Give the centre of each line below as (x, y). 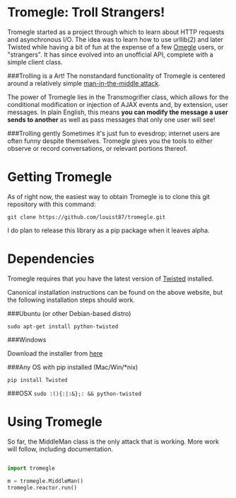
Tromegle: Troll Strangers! (86, 12)
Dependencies (51, 259)
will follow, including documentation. (60, 449)
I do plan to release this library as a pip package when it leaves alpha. (108, 230)
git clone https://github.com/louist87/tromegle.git (87, 217)
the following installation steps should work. (71, 300)
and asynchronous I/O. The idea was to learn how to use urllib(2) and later (116, 39)
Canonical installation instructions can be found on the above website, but (115, 292)
